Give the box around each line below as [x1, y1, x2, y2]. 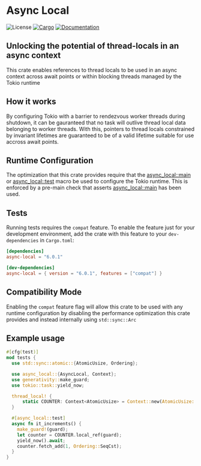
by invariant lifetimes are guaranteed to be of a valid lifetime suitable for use [6, 132, 194, 139]
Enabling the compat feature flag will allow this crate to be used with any [6, 303, 183, 310]
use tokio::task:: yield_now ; [11, 382, 85, 388]
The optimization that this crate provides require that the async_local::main [6, 171, 191, 179]
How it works [6, 97, 56, 107]
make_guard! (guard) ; [17, 426, 68, 432]
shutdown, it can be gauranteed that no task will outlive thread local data [6, 118, 186, 126]
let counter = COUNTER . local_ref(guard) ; [17, 432, 122, 438]
